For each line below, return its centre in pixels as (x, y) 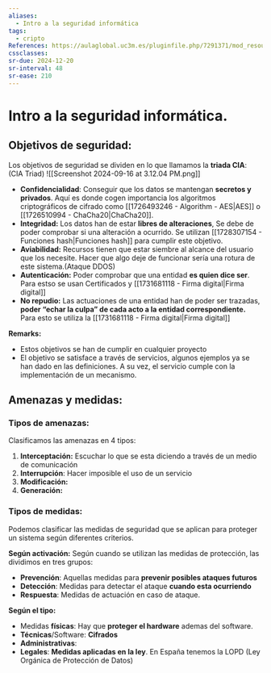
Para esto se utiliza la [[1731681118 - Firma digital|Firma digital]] (125, 318)
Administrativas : (48, 643)
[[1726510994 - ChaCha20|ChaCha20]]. (87, 215)
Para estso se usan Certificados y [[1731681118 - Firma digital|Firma (132, 283)
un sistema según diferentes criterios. (71, 537)
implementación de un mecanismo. (78, 374)
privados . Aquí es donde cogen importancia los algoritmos (118, 198)
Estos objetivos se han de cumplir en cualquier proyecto (113, 349)
